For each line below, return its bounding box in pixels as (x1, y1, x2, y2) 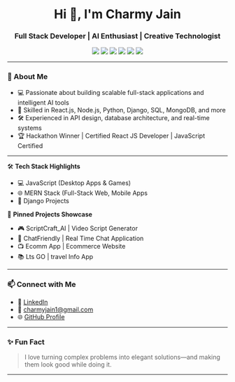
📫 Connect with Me (7, 279, 76, 289)
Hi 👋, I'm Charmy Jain (53, 6, 182, 22)
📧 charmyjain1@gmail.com (17, 305, 94, 314)
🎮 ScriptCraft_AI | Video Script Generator (17, 223, 138, 233)
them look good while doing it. (24, 360, 112, 369)
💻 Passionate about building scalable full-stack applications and (17, 88, 204, 96)
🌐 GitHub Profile (17, 313, 65, 321)
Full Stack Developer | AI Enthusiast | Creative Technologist (14, 31, 221, 41)
